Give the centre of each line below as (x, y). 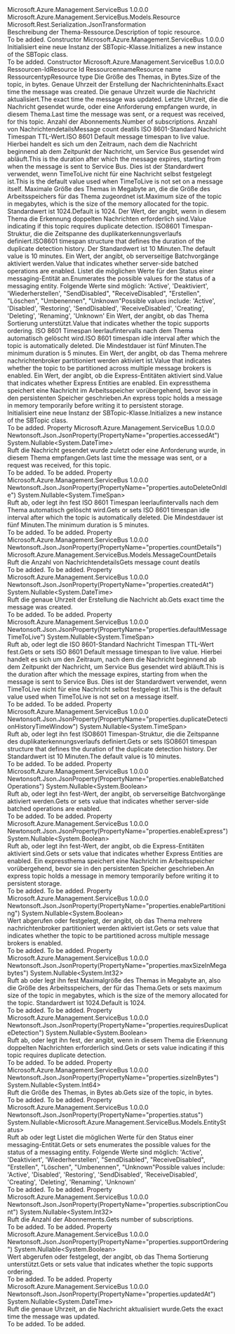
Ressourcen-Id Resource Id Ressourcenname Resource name (94, 69)
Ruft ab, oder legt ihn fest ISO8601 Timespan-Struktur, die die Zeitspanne (113, 734)
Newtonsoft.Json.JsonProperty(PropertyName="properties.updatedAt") (112, 1294)
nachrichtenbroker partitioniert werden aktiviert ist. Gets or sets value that (113, 928)
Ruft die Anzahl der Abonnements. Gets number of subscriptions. (101, 1219)
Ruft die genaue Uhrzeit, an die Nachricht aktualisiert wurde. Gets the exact (115, 1309)
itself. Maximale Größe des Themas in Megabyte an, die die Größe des (109, 189)
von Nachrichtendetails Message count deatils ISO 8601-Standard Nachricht (117, 129)
